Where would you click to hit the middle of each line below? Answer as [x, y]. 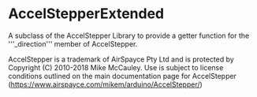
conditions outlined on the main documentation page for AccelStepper [122, 76]
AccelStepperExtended [86, 14]
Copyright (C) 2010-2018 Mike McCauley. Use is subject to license [116, 67]
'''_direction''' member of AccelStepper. [73, 43]
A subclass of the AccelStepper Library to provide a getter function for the [129, 35]
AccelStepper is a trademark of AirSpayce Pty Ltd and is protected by [121, 59]
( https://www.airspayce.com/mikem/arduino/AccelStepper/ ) [105, 84]
